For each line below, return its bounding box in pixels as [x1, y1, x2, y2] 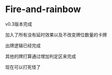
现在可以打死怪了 [5, 64, 41, 70]
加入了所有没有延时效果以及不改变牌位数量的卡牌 [5, 31, 107, 37]
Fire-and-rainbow [5, 4, 81, 15]
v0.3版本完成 [5, 21, 32, 27]
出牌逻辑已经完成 [5, 42, 41, 49]
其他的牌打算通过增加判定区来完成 [5, 53, 76, 59]
